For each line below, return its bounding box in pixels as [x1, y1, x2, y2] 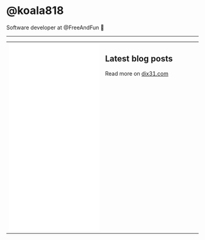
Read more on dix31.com [105, 69, 169, 77]
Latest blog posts [105, 54, 173, 64]
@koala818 [6, 4, 64, 18]
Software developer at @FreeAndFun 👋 [6, 24, 104, 31]
